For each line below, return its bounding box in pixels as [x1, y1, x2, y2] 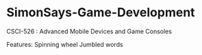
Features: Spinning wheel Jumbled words [6, 40, 124, 48]
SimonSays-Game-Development [6, 5, 196, 20]
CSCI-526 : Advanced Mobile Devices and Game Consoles [6, 27, 173, 35]
